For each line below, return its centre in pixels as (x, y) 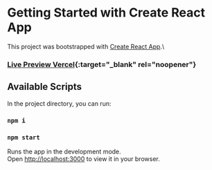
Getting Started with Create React (106, 13)
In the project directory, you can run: (59, 103)
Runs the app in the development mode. (64, 151)
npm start (24, 137)
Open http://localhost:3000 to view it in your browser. (84, 159)
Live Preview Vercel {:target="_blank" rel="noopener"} (102, 64)
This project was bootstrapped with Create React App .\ (86, 46)
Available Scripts (44, 87)
